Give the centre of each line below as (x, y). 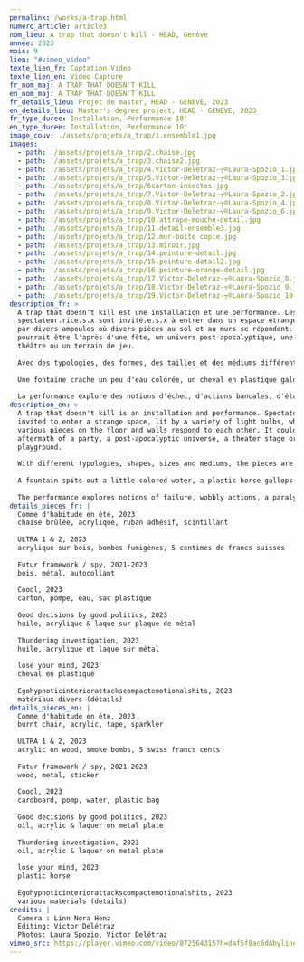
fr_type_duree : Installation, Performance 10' (99, 119)
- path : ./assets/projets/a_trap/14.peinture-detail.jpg (127, 253)
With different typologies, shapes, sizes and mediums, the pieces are (156, 464)
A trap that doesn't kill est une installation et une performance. (149, 312)
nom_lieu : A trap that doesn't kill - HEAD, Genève (109, 34)
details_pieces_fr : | (50, 506)
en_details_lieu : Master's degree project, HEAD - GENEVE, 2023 (133, 110)
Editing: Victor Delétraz (66, 927)
